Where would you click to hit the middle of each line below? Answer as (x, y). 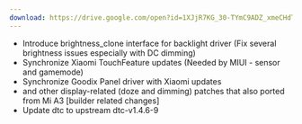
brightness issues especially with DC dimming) (109, 53)
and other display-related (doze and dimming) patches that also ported (153, 91)
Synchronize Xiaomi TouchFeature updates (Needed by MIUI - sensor (151, 62)
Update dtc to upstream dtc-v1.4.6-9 (90, 110)
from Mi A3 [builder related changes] (91, 101)
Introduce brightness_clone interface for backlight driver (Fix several (149, 43)
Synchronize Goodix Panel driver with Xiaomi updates (122, 81)
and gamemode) (53, 72)
